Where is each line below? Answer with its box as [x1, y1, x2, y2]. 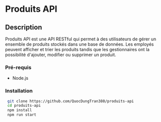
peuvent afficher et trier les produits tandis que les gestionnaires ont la [5, 47, 150, 52]
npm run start [7, 112, 37, 118]
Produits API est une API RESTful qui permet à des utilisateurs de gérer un [5, 36, 157, 42]
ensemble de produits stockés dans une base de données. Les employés [5, 41, 154, 47]
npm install [7, 108, 32, 113]
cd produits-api [7, 103, 41, 108]
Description [5, 23, 42, 31]
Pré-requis [5, 64, 32, 71]
